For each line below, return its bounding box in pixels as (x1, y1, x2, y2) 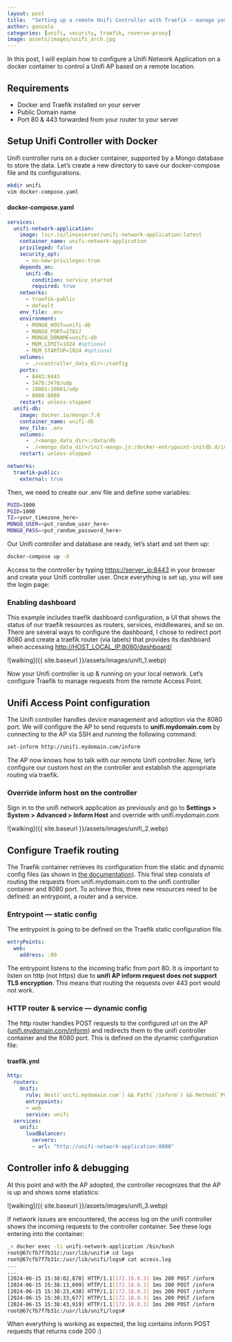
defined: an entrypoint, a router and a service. (7, 892, 138, 900)
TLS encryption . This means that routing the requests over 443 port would (7, 979, 221, 987)
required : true (32, 283, 76, 290)
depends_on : (19, 264, 54, 271)
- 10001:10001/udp (25, 386, 79, 393)
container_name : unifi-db (19, 418, 95, 425)
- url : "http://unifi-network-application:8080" (32, 1143, 175, 1150)
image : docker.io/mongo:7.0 (19, 411, 100, 419)
